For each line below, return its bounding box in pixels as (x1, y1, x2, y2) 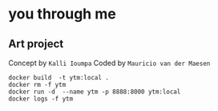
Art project (8, 37, 64, 51)
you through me (8, 5, 116, 23)
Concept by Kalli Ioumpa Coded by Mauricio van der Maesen (8, 58, 211, 68)
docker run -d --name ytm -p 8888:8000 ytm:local (8, 88, 181, 96)
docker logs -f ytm (8, 95, 74, 103)
